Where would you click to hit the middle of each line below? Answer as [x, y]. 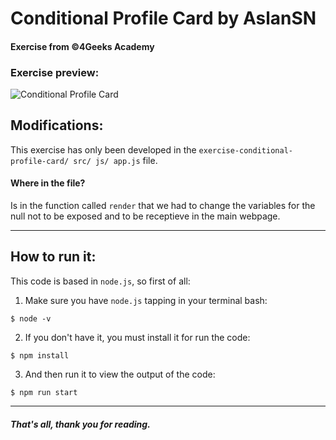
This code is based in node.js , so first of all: [100, 281]
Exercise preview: [55, 72]
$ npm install [40, 355]
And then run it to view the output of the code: [120, 374]
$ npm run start [44, 392]
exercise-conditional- [245, 150]
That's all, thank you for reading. [80, 424]
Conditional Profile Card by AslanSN [163, 18]
